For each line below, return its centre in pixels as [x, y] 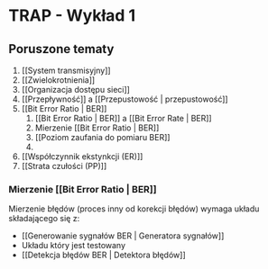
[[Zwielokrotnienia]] [58, 80]
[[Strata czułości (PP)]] [64, 166]
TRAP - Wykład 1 [72, 16]
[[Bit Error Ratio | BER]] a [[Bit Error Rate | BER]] [124, 118]
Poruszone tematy [61, 49]
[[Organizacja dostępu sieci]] [75, 90]
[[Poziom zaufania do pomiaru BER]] [102, 137]
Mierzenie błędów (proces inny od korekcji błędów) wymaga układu [134, 209]
